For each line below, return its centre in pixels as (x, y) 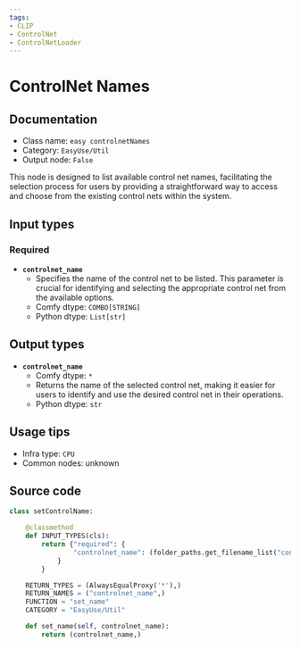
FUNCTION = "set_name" (67, 602)
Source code (46, 490)
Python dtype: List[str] (81, 316)
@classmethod (50, 528)
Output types (47, 345)
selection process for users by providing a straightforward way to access (144, 187)
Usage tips (40, 432)
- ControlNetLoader (46, 42)
